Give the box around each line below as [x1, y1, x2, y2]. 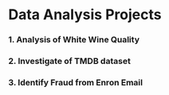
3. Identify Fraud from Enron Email [8, 77, 143, 88]
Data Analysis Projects [8, 6, 162, 24]
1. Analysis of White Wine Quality [8, 34, 140, 46]
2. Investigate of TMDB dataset [8, 56, 132, 67]
